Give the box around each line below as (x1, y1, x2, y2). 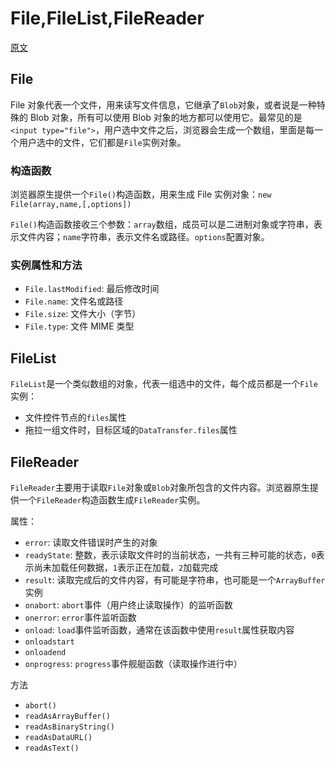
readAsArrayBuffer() (24, 711, 111, 721)
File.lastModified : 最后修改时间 (24, 283, 160, 295)
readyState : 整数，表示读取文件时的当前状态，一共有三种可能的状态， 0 (24, 548, 317, 561)
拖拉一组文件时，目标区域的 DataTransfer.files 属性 (24, 424, 238, 436)
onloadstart (24, 637, 75, 647)
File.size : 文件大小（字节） (24, 308, 142, 320)
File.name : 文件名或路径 (24, 295, 124, 307)
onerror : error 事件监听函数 (24, 611, 137, 623)
